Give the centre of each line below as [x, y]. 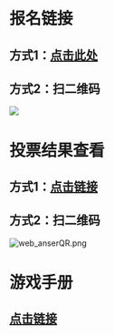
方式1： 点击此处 [54, 55]
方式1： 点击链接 [54, 186]
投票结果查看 [57, 150]
